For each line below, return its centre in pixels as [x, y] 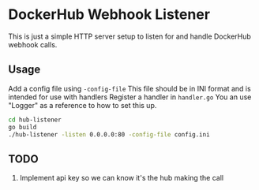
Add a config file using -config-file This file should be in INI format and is [129, 88]
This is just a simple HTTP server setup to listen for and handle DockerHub [129, 36]
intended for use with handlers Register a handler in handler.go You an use [130, 97]
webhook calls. [33, 44]
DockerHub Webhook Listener [109, 15]
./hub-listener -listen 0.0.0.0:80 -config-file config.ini [109, 134]
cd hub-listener [35, 120]
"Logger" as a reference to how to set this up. [83, 105]
